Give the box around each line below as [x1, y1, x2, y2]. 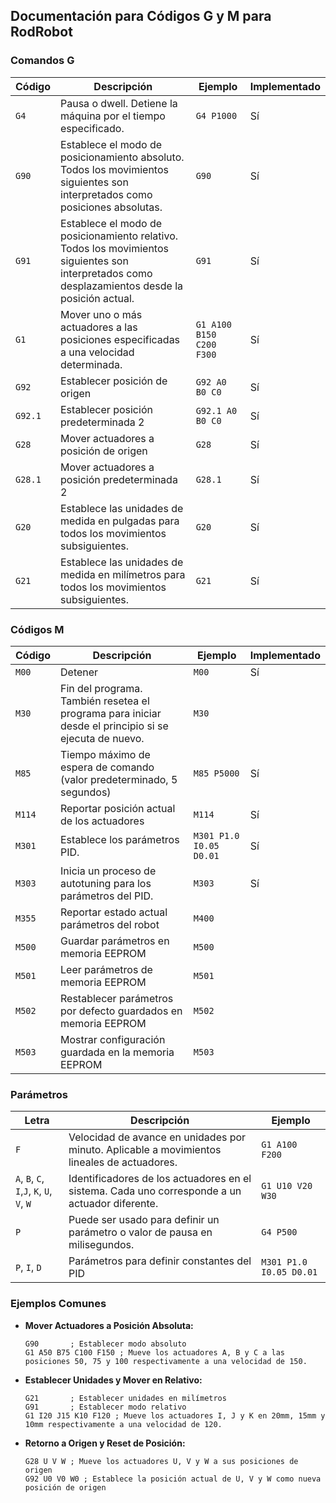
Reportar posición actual [60, 801, 176, 815]
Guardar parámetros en [60, 934, 170, 948]
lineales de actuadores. [68, 1155, 178, 1169]
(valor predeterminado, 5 [60, 772, 178, 786]
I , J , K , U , [15, 1184, 53, 1198]
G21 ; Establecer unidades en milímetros [24, 1393, 227, 1403]
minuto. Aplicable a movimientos [68, 1143, 222, 1157]
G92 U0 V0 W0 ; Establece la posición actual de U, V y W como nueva [24, 1474, 322, 1484]
